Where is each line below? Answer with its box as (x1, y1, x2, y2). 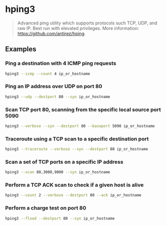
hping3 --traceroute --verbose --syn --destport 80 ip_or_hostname (5, 147, 149, 152)
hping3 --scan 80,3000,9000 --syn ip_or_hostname (5, 170, 111, 175)
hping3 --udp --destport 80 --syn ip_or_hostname (5, 94, 111, 99)
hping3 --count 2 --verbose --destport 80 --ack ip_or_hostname (5, 193, 142, 198)
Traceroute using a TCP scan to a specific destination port (5, 135, 149, 142)
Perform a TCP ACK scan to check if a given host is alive (5, 182, 144, 189)
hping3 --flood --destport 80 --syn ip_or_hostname (5, 216, 115, 221)
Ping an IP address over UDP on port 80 (5, 83, 103, 90)
